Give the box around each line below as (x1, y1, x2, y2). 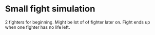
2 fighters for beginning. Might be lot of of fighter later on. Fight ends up (5, 19, 150, 25)
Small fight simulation (5, 3, 96, 14)
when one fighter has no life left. (5, 24, 70, 30)
